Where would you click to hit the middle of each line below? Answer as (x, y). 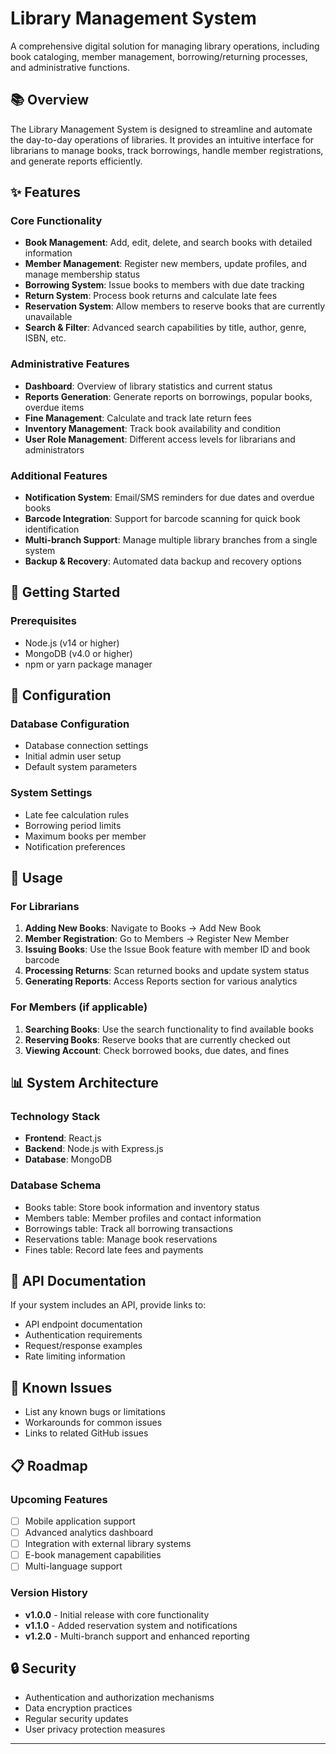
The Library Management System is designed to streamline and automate (161, 129)
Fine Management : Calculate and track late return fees (138, 418)
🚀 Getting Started (65, 592)
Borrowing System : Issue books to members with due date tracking (164, 285)
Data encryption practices (78, 1708)
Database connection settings (86, 746)
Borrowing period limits (73, 825)
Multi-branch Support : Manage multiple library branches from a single (171, 540)
